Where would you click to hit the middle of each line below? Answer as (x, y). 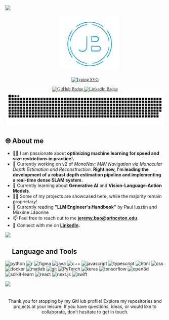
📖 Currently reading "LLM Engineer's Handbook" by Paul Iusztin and (85, 207)
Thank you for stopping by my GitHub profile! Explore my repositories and (85, 301)
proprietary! (25, 201)
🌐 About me (25, 141)
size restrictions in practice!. (44, 158)
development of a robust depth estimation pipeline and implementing (87, 174)
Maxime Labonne (31, 212)
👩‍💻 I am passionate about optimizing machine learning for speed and (86, 153)
